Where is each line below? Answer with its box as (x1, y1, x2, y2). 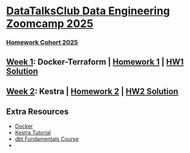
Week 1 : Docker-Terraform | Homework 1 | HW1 (6, 57, 184, 67)
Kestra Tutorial (14, 128, 51, 136)
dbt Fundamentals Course (14, 135, 79, 142)
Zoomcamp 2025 (6, 17, 94, 30)
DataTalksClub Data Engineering (6, 4, 170, 18)
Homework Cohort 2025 (6, 38, 78, 47)
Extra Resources (6, 106, 69, 117)
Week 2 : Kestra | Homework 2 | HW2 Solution (6, 86, 179, 96)
